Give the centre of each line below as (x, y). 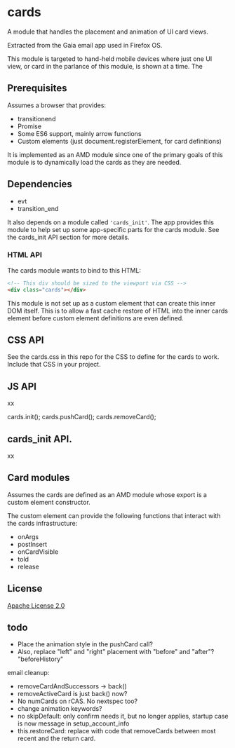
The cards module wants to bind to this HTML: (74, 270)
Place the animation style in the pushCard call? (85, 644)
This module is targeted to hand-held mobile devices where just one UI (110, 59)
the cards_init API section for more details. (68, 237)
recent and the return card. (56, 739)
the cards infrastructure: (42, 523)
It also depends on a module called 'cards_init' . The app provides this (110, 222)
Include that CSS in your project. (54, 365)
